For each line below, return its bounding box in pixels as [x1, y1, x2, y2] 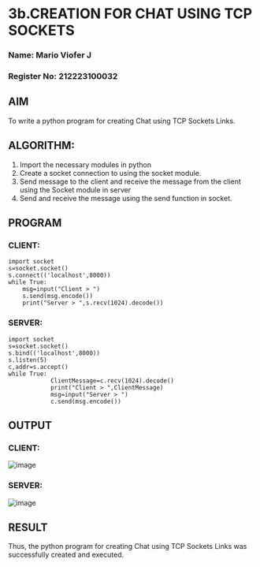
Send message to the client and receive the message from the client [19, 177, 242, 186]
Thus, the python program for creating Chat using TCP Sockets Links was [8, 542, 247, 551]
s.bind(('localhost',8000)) [8, 349, 101, 357]
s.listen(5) [8, 356, 47, 364]
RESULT [8, 521, 48, 535]
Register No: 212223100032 [8, 71, 118, 82]
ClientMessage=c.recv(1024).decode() [50, 376, 175, 385]
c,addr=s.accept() [8, 363, 69, 371]
